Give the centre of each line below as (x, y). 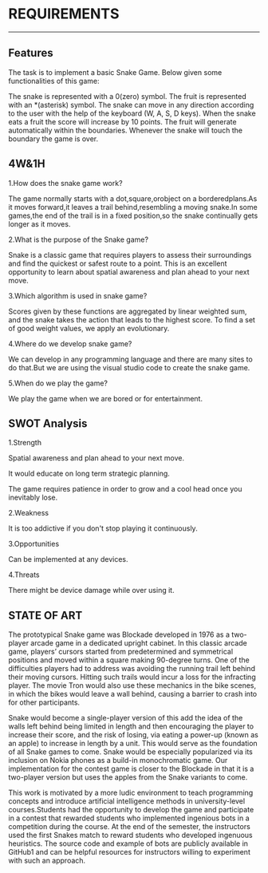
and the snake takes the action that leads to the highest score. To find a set (132, 319)
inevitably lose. (33, 498)
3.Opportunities (34, 544)
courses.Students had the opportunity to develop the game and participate (131, 810)
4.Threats (24, 575)
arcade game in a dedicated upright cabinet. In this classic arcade (139, 643)
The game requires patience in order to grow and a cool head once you (125, 489)
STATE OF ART (45, 615)
